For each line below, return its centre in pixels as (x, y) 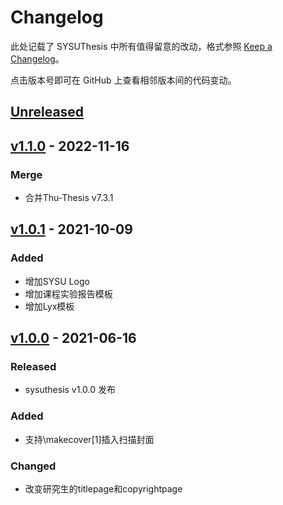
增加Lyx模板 (49, 306)
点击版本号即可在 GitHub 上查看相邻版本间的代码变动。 (123, 80)
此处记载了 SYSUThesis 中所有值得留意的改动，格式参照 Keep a (141, 46)
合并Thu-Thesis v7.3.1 (69, 198)
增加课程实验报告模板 (68, 293)
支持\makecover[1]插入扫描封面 (89, 439)
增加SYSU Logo (57, 281)
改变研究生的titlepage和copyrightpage (103, 488)
